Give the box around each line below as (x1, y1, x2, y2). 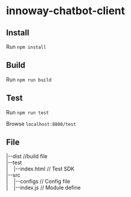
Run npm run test (6, 109, 49, 116)
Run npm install (6, 43, 47, 50)
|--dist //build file (6, 153, 48, 160)
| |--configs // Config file (6, 178, 71, 185)
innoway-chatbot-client (6, 4, 125, 18)
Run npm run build (6, 75, 52, 83)
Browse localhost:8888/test (6, 120, 77, 127)
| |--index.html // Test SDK (6, 165, 75, 172)
